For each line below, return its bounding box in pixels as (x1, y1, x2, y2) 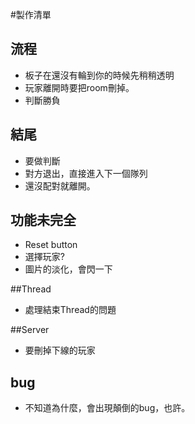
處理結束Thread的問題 (24, 304, 117, 316)
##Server (10, 324, 50, 336)
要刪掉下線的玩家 (24, 344, 96, 357)
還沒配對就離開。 (24, 179, 96, 192)
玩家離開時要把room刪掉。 (24, 81, 135, 93)
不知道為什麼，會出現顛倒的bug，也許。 (24, 402, 191, 414)
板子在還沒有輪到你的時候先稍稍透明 (24, 69, 175, 81)
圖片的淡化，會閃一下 (24, 263, 113, 275)
